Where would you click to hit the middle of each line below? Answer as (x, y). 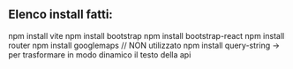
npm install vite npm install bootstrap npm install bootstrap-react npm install (146, 35)
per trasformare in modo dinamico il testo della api (100, 54)
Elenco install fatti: (61, 15)
